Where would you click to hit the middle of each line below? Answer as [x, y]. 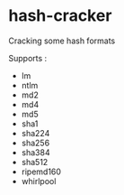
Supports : [28, 58]
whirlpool [39, 181]
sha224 [35, 133]
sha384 [35, 152]
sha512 [35, 162]
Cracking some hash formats [62, 41]
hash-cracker [60, 16]
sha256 [35, 143]
